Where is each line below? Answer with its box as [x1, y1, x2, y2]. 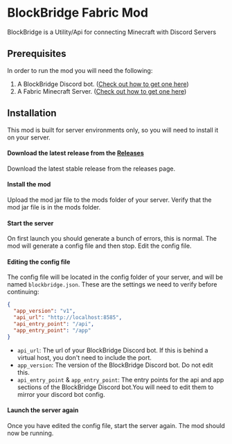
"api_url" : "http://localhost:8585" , [13, 314, 123, 321]
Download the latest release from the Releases [7, 149, 144, 157]
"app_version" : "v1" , [13, 307, 76, 315]
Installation [7, 108, 57, 119]
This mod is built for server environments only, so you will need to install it [7, 126, 219, 134]
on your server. [7, 133, 51, 142]
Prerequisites [7, 48, 66, 60]
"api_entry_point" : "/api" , [13, 321, 95, 327]
